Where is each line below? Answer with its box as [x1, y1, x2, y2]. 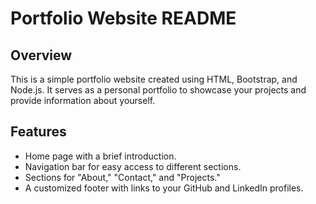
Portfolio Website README [10, 7, 237, 30]
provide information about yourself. [10, 95, 156, 106]
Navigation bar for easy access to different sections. [24, 160, 242, 172]
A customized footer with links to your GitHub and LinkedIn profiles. [24, 182, 304, 194]
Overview [10, 47, 73, 64]
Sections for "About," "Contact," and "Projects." [24, 171, 221, 183]
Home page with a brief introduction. [24, 150, 177, 162]
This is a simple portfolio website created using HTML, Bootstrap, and [10, 73, 298, 85]
